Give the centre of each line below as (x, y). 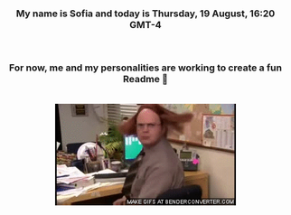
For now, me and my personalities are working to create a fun (145, 68)
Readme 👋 (145, 79)
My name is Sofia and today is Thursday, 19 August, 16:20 (145, 14)
